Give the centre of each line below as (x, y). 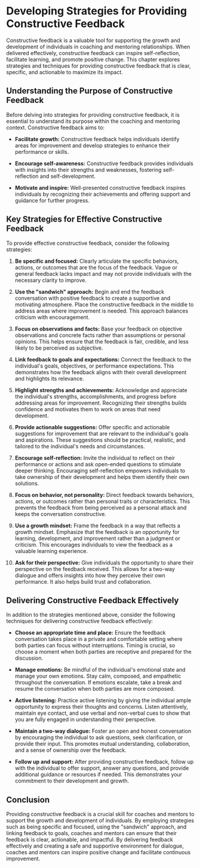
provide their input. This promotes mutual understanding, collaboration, (102, 744)
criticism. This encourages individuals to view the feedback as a (94, 544)
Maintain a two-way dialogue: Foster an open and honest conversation (103, 731)
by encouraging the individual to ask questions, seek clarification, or (99, 738)
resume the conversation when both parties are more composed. (95, 689)
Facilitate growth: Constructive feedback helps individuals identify (97, 139)
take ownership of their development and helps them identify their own (102, 477)
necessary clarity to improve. (50, 280)
